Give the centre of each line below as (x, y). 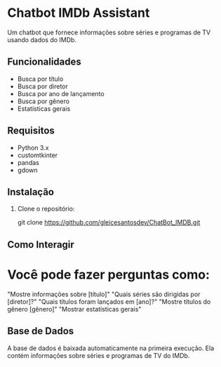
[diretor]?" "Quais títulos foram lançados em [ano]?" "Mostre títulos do (109, 301)
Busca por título (40, 79)
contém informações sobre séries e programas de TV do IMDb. (99, 355)
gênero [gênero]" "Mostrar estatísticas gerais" (74, 309)
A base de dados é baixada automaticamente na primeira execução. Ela (111, 348)
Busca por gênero (43, 101)
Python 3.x (33, 147)
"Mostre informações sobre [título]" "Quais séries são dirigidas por (104, 294)
